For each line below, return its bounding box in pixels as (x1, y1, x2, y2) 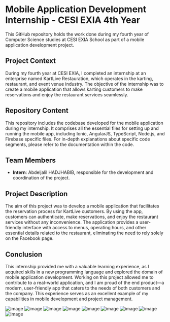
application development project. (5, 42, 75, 48)
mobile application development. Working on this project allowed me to (5, 274, 154, 280)
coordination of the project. (12, 175, 70, 181)
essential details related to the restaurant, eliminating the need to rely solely (5, 230, 163, 236)
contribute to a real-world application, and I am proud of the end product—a (5, 280, 164, 285)
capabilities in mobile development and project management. (5, 296, 133, 302)
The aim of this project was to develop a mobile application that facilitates (5, 203, 159, 209)
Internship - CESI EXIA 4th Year (5, 14, 141, 26)
